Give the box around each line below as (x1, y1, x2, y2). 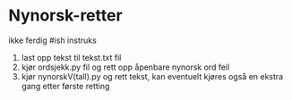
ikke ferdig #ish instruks (8, 35, 98, 46)
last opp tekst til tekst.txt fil (21, 52, 122, 62)
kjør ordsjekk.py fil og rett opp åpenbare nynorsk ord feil (21, 62, 230, 72)
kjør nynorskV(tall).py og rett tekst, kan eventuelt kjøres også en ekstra (21, 71, 284, 81)
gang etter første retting (21, 80, 110, 91)
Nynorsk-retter (8, 5, 123, 26)
